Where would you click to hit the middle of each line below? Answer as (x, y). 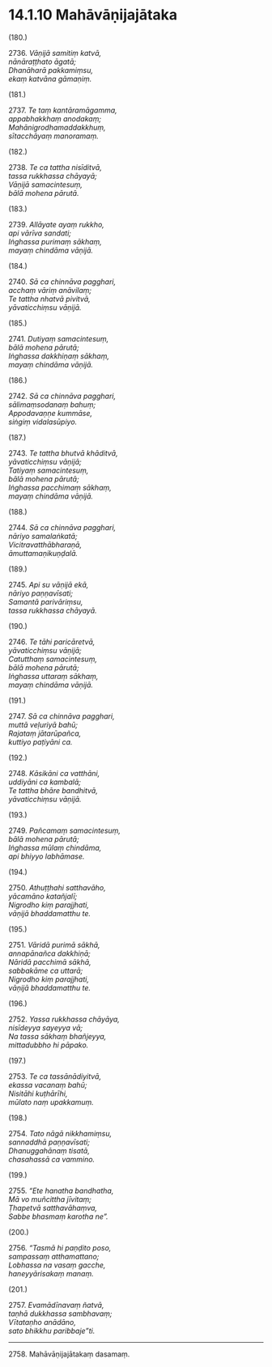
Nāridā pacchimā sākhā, (50, 962)
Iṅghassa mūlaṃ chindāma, (55, 847)
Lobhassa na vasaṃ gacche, (57, 1265)
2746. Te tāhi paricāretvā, (52, 642)
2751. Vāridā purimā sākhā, (54, 945)
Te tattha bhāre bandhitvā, (53, 790)
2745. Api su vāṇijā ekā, (49, 584)
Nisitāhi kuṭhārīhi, (38, 1093)
